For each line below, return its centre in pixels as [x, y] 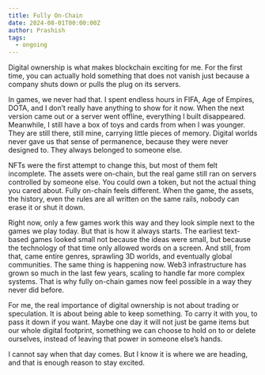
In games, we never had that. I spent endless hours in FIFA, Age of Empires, [131, 100]
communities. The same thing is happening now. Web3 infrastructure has [127, 265]
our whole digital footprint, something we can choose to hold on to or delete [132, 331]
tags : [17, 38]
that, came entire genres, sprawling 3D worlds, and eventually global [120, 256]
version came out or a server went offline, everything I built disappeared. [127, 116]
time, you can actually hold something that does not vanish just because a [129, 76]
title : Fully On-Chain [45, 15]
